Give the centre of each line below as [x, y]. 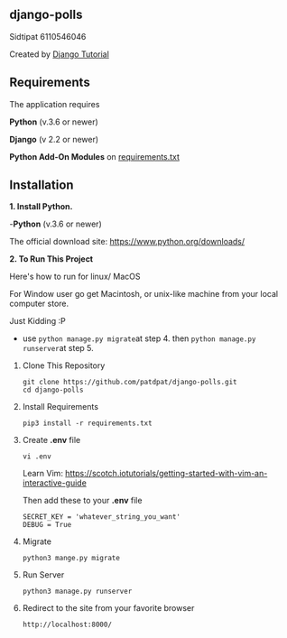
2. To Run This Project [51, 259]
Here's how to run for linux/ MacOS [75, 277]
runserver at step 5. [58, 348]
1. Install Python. [41, 207]
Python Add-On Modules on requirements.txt [95, 156]
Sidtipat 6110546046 [48, 36]
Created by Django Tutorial [60, 54]
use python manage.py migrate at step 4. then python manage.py [139, 338]
